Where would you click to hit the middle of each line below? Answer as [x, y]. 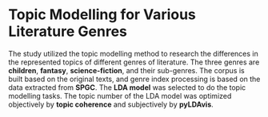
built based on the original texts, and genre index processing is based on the [134, 79]
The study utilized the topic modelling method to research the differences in [133, 53]
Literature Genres [68, 31]
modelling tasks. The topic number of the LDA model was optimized [120, 96]
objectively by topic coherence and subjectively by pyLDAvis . [111, 104]
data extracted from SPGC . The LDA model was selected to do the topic [127, 87]
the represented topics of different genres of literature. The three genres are [134, 62]
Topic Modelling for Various [102, 15]
